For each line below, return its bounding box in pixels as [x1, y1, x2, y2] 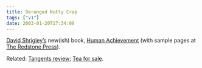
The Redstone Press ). [6, 43, 61, 50]
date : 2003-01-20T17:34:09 [6, 20, 75, 26]
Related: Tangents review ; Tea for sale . [6, 55, 104, 63]
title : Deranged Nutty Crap [6, 8, 78, 15]
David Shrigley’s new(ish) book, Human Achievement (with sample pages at [6, 37, 196, 44]
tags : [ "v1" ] [6, 15, 40, 21]
